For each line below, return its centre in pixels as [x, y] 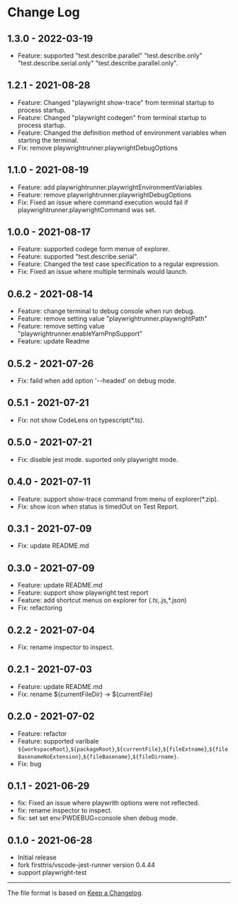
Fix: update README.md [53, 546]
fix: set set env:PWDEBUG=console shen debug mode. [98, 818]
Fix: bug [29, 764]
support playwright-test [52, 873]
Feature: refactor [42, 733]
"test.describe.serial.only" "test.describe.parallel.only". [98, 63]
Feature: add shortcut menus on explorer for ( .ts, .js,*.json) [102, 600]
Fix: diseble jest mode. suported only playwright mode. [98, 459]
